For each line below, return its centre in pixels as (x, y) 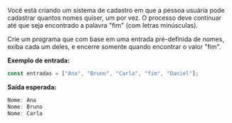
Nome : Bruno (25, 107)
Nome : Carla (25, 113)
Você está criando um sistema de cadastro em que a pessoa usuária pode (116, 10)
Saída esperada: (32, 87)
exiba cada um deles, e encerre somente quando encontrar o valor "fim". (114, 47)
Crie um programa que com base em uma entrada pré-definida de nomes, (116, 39)
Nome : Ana (22, 100)
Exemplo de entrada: (38, 60)
